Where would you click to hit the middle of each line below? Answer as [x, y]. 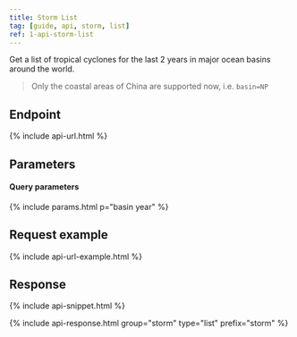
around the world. [42, 69]
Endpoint [35, 114]
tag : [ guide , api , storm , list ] [69, 26]
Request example [59, 235]
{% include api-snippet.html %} [68, 306]
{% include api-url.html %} [59, 136]
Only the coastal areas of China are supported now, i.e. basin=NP [149, 87]
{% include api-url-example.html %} [76, 257]
